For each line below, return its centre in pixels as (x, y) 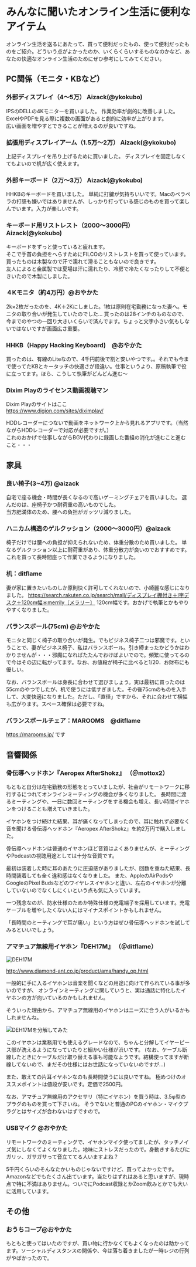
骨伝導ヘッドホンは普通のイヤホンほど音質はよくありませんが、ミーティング (98, 848)
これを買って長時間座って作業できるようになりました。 (73, 557)
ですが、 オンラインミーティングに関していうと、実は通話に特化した (99, 990)
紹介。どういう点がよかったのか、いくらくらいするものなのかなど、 (103, 51)
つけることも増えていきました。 (55, 809)
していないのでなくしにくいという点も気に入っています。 (75, 890)
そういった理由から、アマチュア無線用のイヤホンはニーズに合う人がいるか (96, 1010)
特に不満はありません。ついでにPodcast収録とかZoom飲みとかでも (97, 1184)
